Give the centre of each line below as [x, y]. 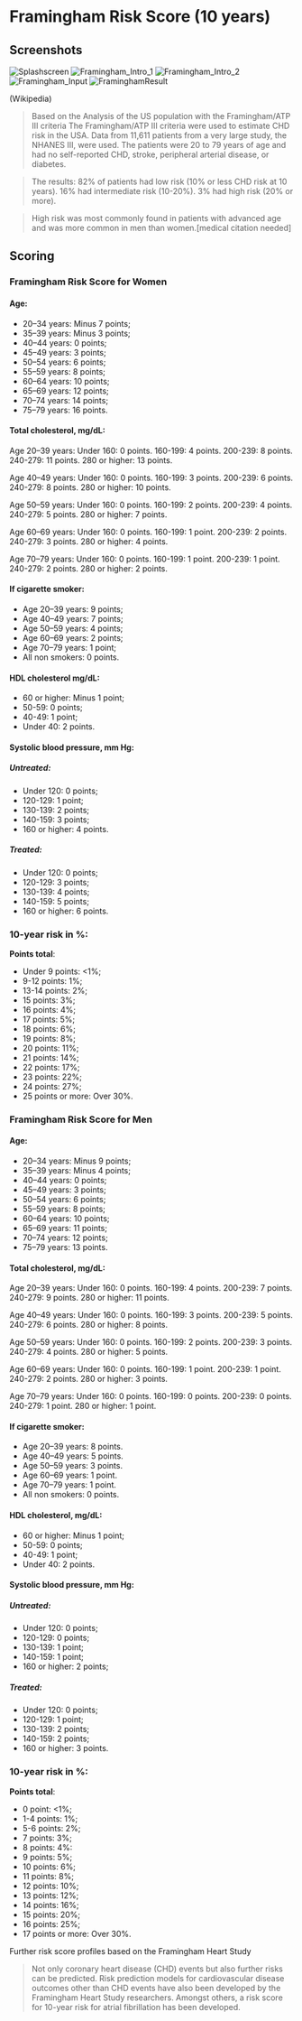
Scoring [32, 256]
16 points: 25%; [51, 1924]
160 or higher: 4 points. [65, 829]
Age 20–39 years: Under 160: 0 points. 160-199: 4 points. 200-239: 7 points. [151, 1288]
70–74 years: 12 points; [65, 1238]
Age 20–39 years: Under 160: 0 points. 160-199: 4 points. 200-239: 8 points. [151, 450]
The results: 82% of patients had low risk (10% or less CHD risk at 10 [159, 181]
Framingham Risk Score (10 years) [140, 17]
